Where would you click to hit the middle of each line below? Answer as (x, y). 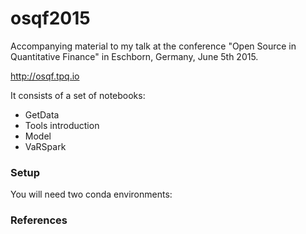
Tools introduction (62, 125)
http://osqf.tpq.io (45, 76)
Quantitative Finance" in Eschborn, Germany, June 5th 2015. (134, 56)
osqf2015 (50, 18)
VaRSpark (45, 146)
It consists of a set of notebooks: (78, 95)
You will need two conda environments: (91, 194)
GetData (42, 114)
